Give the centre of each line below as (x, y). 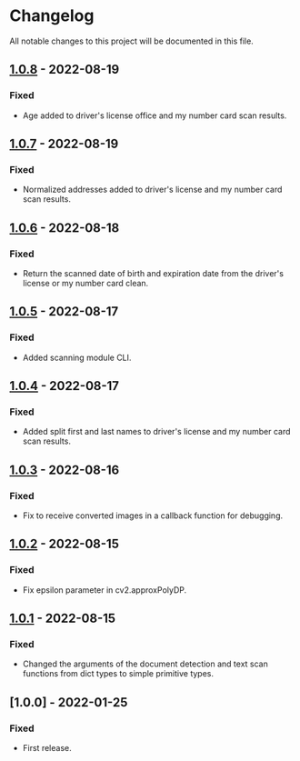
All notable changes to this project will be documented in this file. (132, 41)
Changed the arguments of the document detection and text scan (145, 664)
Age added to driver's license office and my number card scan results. (155, 115)
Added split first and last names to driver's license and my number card (156, 432)
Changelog (52, 16)
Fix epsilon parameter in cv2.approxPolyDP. (105, 590)
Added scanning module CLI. (77, 357)
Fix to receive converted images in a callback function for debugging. (153, 516)
